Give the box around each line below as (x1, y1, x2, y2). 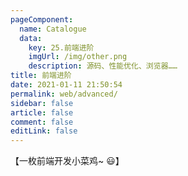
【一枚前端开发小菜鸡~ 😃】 (10, 155, 125, 167)
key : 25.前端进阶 (28, 42, 95, 53)
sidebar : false (10, 98, 74, 108)
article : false (10, 107, 74, 118)
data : (19, 33, 43, 43)
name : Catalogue (19, 24, 87, 34)
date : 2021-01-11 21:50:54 (10, 80, 123, 90)
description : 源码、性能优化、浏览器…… (28, 61, 178, 71)
